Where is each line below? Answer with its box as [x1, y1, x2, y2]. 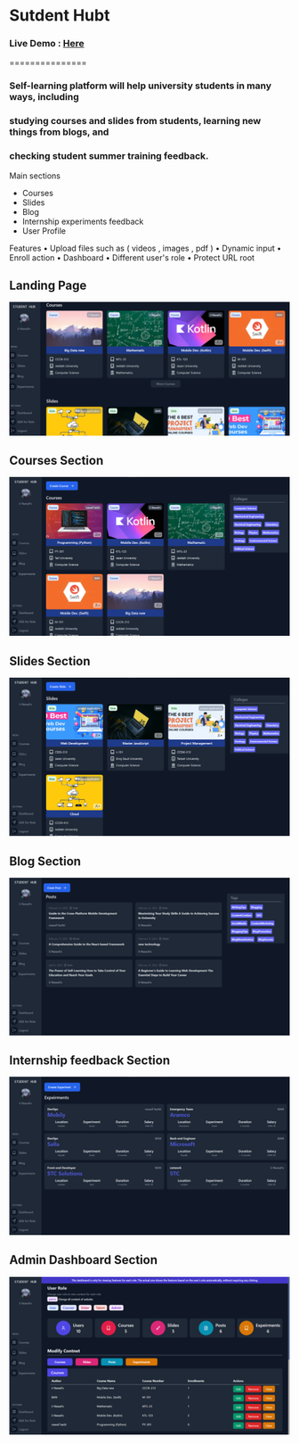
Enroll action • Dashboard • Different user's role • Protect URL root [9, 252, 255, 263]
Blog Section [9, 854, 82, 869]
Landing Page [9, 278, 87, 293]
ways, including [9, 91, 80, 103]
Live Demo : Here [9, 37, 85, 50]
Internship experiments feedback [21, 216, 144, 227]
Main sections [9, 170, 61, 181]
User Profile [21, 225, 67, 236]
